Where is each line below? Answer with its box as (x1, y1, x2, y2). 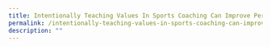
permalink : (8, 19, 45, 27)
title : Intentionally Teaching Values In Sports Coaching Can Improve (8, 11, 251, 20)
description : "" (8, 26, 63, 34)
